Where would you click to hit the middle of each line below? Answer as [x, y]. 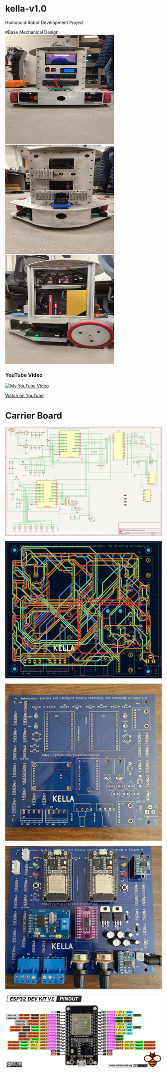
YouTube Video [24, 375]
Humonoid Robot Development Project [44, 22]
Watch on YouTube [24, 396]
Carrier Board [34, 416]
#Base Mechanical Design [32, 32]
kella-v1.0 [26, 9]
